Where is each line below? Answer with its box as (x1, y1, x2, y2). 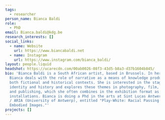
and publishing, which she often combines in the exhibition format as (9, 89, 160, 94)
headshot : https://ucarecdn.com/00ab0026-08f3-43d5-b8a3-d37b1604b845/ (5, 67, 155, 72)
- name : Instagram (9, 52, 48, 58)
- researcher (9, 12, 36, 17)
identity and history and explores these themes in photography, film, (9, 84, 160, 90)
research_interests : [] (5, 35, 54, 40)
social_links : (5, 39, 34, 44)
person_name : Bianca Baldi (5, 16, 60, 21)
